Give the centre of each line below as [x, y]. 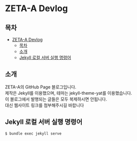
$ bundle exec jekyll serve [33, 133]
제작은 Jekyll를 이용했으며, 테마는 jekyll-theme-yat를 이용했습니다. [68, 93]
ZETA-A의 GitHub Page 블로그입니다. [41, 87]
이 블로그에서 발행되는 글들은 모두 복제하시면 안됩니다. [56, 99]
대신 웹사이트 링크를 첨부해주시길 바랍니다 [45, 105]
